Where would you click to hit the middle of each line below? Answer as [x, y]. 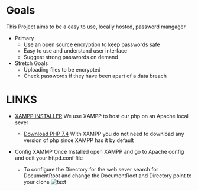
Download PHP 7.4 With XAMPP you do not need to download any [104, 134]
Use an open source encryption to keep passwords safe [92, 44]
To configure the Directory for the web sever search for [91, 169]
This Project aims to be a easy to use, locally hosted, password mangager [96, 27]
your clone [37, 182]
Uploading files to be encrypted [62, 69]
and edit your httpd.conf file [49, 158]
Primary [24, 38]
